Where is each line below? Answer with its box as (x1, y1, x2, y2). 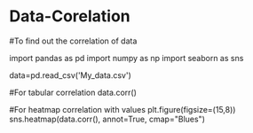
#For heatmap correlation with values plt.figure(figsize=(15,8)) (9, 104, 236, 114)
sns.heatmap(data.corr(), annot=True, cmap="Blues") (9, 113, 206, 124)
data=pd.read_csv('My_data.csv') (9, 69, 131, 81)
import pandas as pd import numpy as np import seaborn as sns (9, 52, 244, 63)
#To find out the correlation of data (9, 35, 138, 46)
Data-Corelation (9, 6, 130, 27)
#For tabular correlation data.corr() (9, 87, 138, 98)
